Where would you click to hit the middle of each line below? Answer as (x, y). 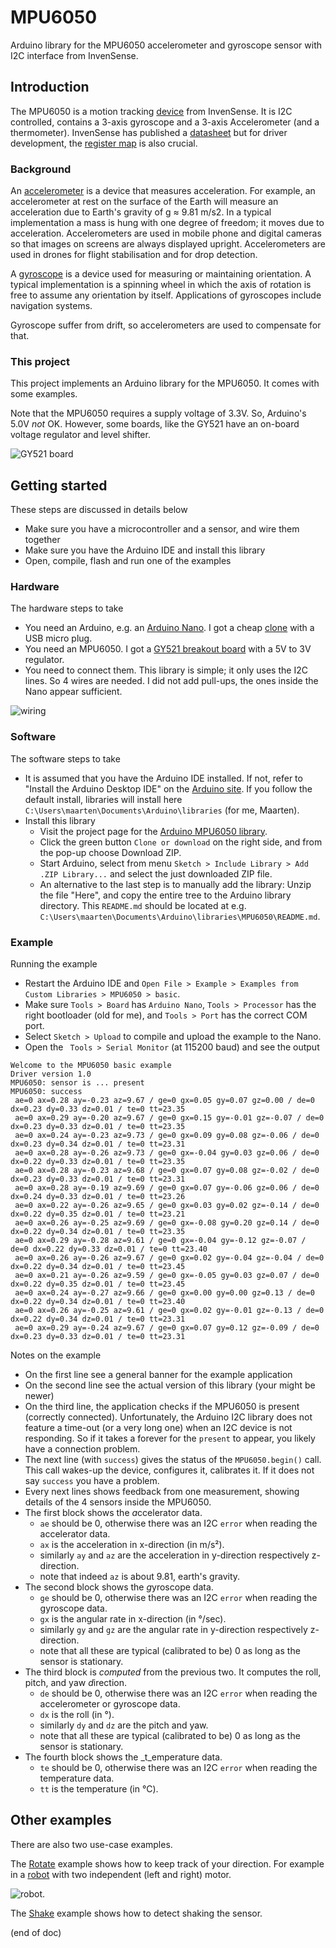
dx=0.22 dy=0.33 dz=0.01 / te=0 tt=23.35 (98, 1162)
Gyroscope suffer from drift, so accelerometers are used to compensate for (166, 325)
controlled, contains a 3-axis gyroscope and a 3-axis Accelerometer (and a (165, 122)
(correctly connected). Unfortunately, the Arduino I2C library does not (168, 1417)
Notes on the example (56, 1355)
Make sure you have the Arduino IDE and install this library (145, 550)
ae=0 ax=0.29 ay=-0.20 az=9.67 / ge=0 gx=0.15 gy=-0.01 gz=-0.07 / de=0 (169, 1118)
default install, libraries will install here (103, 799)
